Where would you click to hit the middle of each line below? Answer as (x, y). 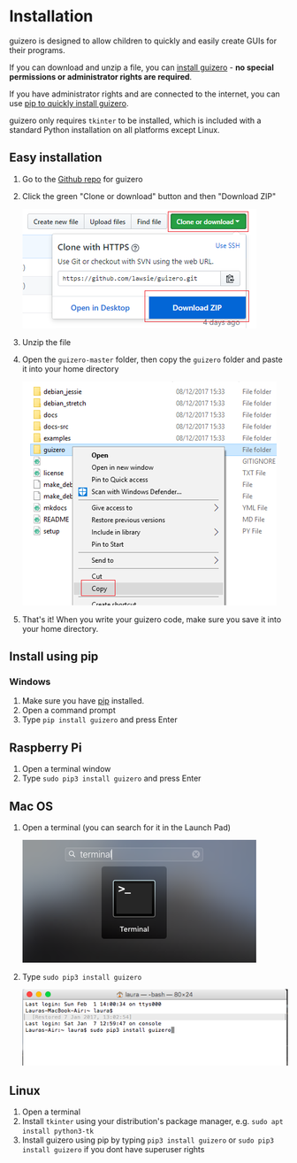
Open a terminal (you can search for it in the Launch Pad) (126, 828)
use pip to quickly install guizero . (69, 103)
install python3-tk (58, 1132)
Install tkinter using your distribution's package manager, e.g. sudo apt (152, 1121)
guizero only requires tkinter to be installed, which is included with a (135, 120)
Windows (30, 682)
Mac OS (31, 806)
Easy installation (56, 158)
